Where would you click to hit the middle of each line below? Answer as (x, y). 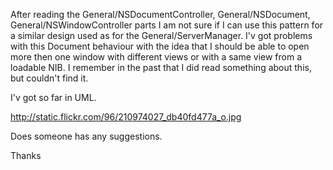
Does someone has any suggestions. (86, 136)
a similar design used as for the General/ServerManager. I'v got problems (161, 35)
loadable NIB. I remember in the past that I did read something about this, (161, 67)
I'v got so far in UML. (53, 97)
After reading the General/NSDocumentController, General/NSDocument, (160, 14)
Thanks (26, 155)
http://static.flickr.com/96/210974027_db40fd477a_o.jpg (126, 117)
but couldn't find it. (49, 78)
